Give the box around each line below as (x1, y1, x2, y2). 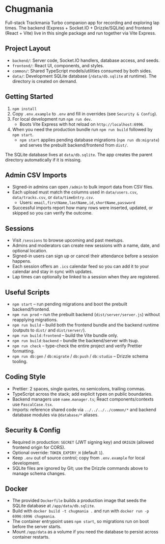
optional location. (12, 248, 48, 254)
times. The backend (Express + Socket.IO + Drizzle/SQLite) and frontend (5, 25, 152, 30)
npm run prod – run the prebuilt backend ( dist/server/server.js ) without (12, 312, 160, 317)
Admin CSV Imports (5, 171, 67, 179)
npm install (12, 107, 37, 111)
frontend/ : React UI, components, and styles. (12, 62, 104, 68)
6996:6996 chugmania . (12, 513, 55, 519)
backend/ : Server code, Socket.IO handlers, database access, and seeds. (12, 57, 160, 63)
